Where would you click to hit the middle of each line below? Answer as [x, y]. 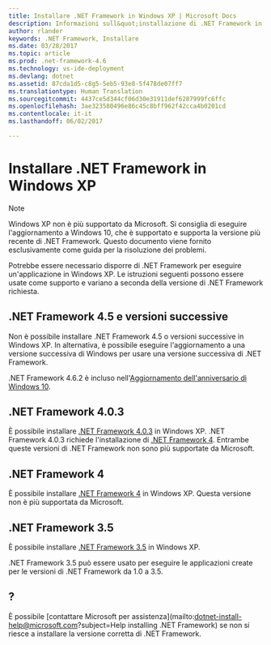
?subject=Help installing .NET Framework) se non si [163, 625]
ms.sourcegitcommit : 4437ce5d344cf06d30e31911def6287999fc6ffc [117, 99]
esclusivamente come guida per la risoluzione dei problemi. [108, 250]
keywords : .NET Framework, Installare [74, 38]
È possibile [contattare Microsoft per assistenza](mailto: [102, 616]
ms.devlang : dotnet [41, 76]
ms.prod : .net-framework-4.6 [57, 62]
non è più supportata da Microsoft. [66, 502]
